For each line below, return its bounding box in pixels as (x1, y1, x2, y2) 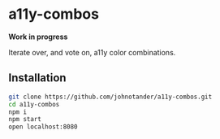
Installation (8, 71, 67, 85)
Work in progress (8, 32, 68, 41)
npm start (8, 115, 42, 124)
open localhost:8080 (8, 123, 79, 131)
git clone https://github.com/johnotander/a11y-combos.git (8, 93, 213, 101)
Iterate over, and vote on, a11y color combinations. (8, 47, 176, 57)
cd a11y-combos (8, 100, 60, 108)
